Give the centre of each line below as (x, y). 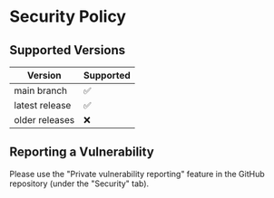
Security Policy (68, 17)
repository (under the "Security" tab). (79, 184)
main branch (41, 90)
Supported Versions (67, 50)
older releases (44, 120)
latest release (43, 105)
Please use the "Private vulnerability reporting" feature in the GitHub (137, 174)
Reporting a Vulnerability (82, 152)
